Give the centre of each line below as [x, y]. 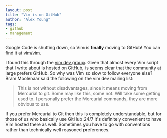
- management [19, 33]
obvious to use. [33, 104]
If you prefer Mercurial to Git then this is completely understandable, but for [83, 114]
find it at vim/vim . [23, 53]
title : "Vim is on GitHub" [33, 15]
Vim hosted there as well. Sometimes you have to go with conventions [78, 124]
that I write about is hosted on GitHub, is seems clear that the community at [83, 68]
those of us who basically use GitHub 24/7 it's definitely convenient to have [83, 119]
